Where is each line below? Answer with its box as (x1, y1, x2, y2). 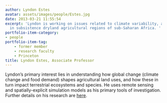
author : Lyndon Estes (5, 7, 50, 12)
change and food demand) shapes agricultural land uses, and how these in (5, 77, 159, 83)
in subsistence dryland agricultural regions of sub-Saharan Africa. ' (9, 26, 162, 31)
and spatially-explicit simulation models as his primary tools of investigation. (5, 87, 162, 93)
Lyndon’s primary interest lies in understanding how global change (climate (5, 71, 159, 77)
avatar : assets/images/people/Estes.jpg (5, 12, 90, 17)
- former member (14, 44, 48, 49)
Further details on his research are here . (5, 93, 87, 99)
